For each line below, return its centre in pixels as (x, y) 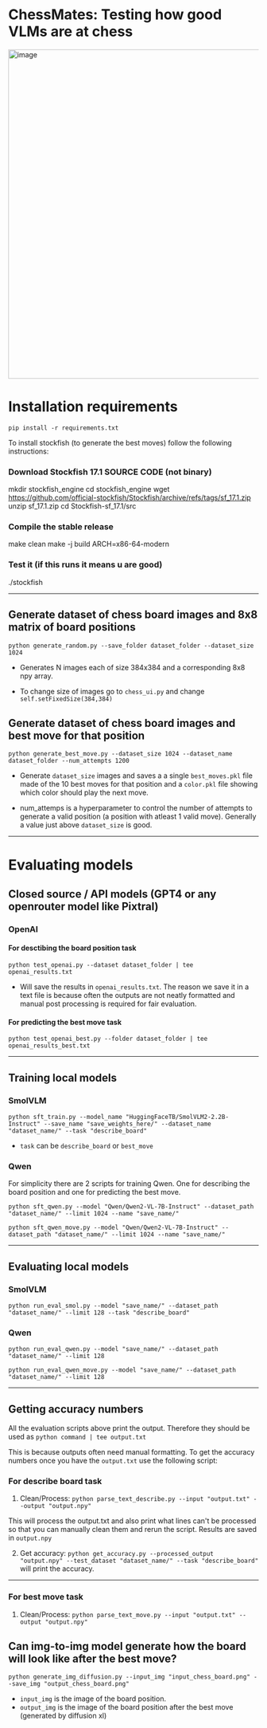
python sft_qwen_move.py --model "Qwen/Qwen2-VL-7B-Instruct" (113, 1228)
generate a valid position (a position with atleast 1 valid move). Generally (138, 817)
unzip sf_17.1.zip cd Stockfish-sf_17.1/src (72, 506)
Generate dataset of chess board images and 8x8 (133, 615)
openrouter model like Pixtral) (83, 906)
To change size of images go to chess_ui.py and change (112, 691)
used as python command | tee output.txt (77, 1437)
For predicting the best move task (65, 1022)
